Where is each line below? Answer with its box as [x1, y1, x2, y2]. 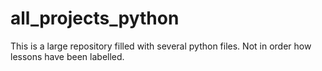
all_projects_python [10, 7, 180, 30]
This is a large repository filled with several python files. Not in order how [10, 40, 312, 52]
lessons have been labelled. [10, 50, 125, 62]
